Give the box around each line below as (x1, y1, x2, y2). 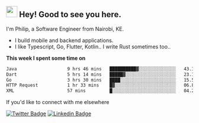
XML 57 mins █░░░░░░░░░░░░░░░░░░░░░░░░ (6, 88, 176, 94)
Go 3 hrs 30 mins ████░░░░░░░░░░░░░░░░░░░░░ (6, 77, 176, 83)
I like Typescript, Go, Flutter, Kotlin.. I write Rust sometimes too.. (14, 43, 171, 50)
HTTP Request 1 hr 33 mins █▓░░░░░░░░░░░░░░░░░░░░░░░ (6, 82, 176, 89)
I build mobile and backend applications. (14, 37, 114, 44)
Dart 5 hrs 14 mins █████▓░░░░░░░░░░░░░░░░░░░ (6, 72, 176, 77)
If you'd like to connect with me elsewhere (6, 99, 110, 106)
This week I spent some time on (6, 54, 86, 61)
